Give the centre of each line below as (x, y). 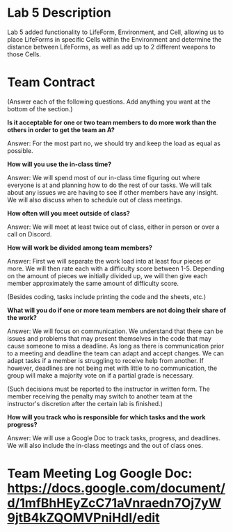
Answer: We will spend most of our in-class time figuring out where (104, 177)
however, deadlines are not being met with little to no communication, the (112, 368)
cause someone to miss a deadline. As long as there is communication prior (116, 346)
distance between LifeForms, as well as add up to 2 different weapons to (111, 47)
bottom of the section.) (40, 108)
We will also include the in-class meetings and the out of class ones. (105, 445)
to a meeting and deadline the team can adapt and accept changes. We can (116, 353)
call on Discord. (30, 234)
